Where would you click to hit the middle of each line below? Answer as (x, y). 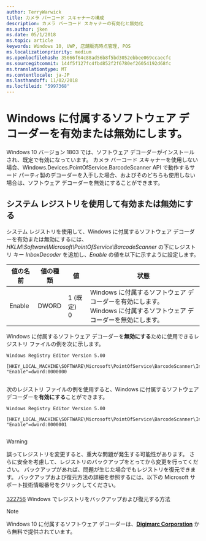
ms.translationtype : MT (37, 69)
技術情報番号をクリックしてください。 (71, 485)
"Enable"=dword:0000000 (37, 372)
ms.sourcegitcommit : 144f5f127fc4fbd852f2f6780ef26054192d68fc (89, 63)
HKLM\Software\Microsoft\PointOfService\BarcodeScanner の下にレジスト (101, 247)
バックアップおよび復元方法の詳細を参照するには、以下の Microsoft (103, 477)
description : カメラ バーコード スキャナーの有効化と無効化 (75, 23)
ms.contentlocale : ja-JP (38, 75)
